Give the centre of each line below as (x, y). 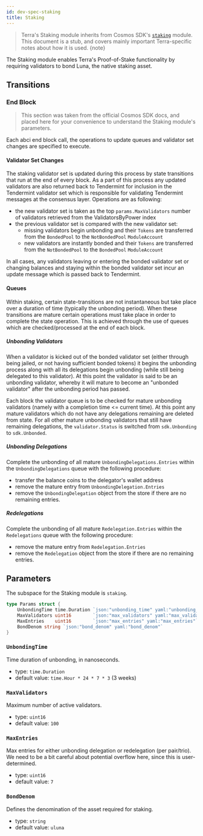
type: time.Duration (40, 671)
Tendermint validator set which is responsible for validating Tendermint (95, 193)
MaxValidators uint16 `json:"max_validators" (85, 615)
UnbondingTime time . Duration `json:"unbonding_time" (85, 610)
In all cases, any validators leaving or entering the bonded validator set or (98, 262)
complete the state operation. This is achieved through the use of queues (98, 321)
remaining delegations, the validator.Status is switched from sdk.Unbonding (101, 426)
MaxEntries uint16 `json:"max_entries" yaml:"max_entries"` (108, 621)
